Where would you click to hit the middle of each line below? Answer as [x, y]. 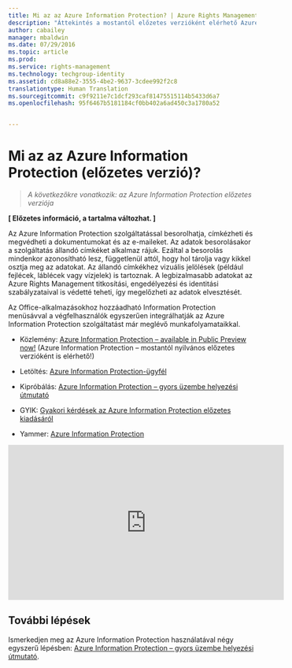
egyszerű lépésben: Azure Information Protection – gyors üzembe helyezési [131, 648]
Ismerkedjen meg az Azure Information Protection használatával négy [121, 640]
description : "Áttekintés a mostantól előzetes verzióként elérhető [123, 23]
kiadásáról [36, 419]
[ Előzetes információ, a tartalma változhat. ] [82, 218]
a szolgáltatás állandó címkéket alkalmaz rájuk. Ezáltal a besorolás [116, 250]
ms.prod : [22, 60]
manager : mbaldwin [38, 37]
